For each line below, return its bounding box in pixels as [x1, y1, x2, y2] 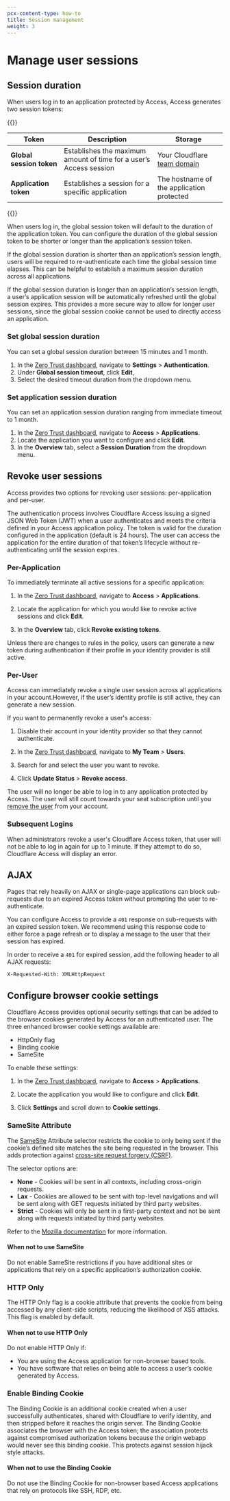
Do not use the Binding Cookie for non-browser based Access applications [7, 1479, 218, 1487]
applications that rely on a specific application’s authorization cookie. [7, 1265, 202, 1273]
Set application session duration [7, 392, 117, 402]
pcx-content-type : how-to [7, 10, 81, 17]
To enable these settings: [7, 1064, 79, 1072]
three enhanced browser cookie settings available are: [7, 1023, 161, 1031]
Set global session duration [7, 332, 101, 342]
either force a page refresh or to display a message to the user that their [7, 930, 211, 938]
